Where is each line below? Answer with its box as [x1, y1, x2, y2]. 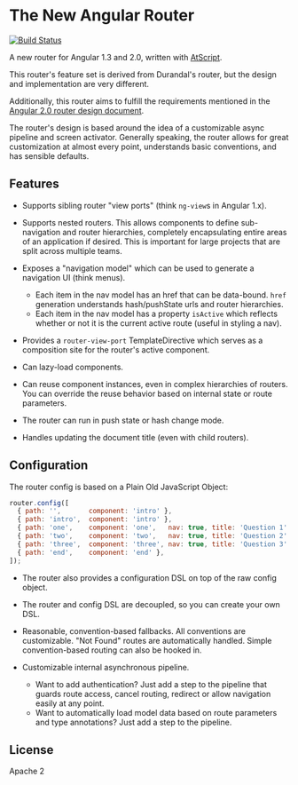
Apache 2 [9, 765, 45, 777]
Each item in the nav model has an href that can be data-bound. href [35, 289, 286, 300]
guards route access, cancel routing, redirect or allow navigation [35, 688, 271, 699]
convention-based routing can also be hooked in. [21, 645, 202, 655]
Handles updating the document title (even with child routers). [21, 432, 249, 442]
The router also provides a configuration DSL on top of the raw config [21, 572, 278, 583]
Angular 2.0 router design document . [9, 105, 145, 115]
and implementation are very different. [9, 78, 149, 89]
